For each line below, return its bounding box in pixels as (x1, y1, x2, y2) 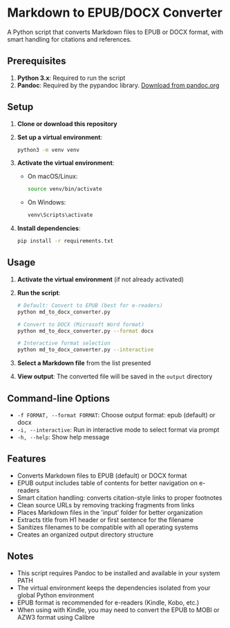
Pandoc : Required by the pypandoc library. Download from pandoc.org (17, 81, 220, 89)
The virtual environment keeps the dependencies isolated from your (17, 584, 211, 592)
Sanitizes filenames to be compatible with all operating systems (17, 523, 199, 531)
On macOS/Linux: (27, 172, 78, 181)
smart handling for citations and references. (7, 35, 133, 43)
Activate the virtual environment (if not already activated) (17, 275, 184, 284)
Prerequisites (7, 55, 66, 67)
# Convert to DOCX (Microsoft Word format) (17, 321, 145, 328)
